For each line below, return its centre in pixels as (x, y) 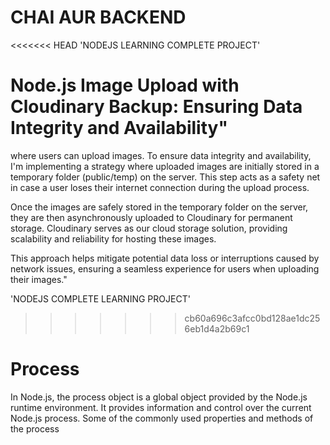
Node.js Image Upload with (125, 85)
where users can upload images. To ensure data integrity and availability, (161, 155)
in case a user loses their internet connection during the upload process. (160, 187)
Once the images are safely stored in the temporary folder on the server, (159, 207)
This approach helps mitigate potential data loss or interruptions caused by (165, 258)
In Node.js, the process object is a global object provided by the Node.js (159, 397)
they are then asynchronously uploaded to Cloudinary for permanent (151, 217)
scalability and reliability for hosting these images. (113, 238)
